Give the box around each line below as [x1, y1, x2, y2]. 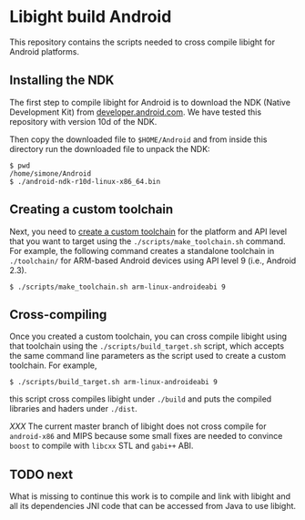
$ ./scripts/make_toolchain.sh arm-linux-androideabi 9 [9, 282, 226, 291]
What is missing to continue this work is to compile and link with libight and [9, 491, 291, 502]
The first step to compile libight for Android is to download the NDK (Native [9, 97, 291, 107]
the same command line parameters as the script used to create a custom [9, 351, 287, 362]
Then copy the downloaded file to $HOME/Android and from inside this [9, 134, 268, 145]
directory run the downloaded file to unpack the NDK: [9, 143, 211, 154]
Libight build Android [9, 6, 172, 27]
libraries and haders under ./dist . [9, 403, 138, 414]
